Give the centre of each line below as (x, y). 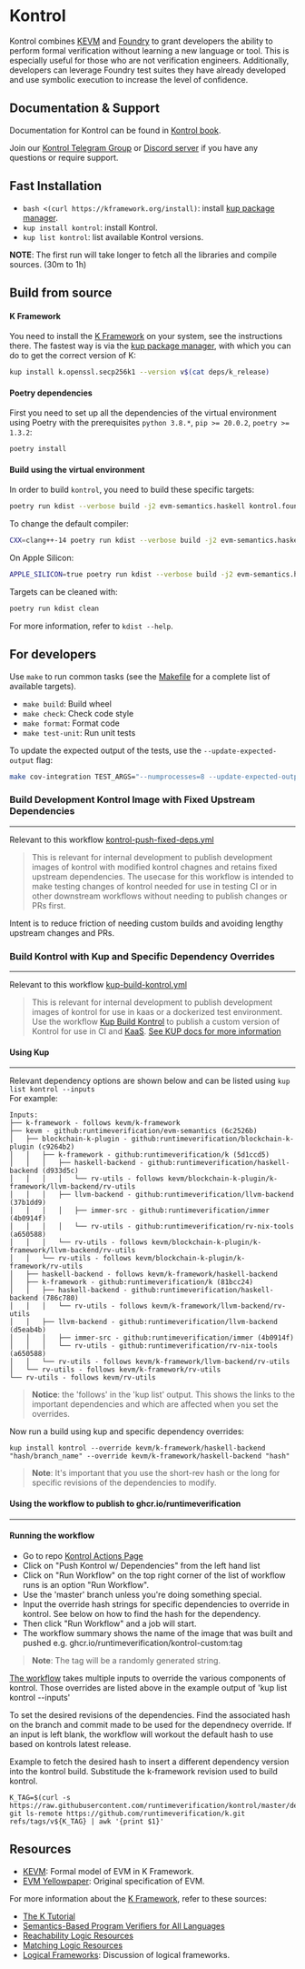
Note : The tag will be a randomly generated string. (126, 1660)
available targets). (43, 686)
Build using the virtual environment (77, 469)
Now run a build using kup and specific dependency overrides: (127, 1432)
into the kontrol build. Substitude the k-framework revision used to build (144, 1771)
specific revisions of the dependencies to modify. (124, 1482)
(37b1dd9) (28, 1203)
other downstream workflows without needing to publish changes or (159, 896)
